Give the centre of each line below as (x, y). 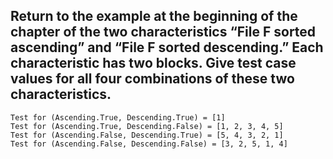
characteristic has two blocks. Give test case (153, 63)
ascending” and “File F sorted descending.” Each (167, 47)
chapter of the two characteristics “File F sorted (163, 32)
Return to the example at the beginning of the (154, 16)
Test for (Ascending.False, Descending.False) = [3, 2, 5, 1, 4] (149, 144)
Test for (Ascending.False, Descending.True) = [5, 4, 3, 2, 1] (147, 135)
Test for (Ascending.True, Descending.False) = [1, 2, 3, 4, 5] (147, 126)
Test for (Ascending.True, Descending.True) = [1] (118, 117)
